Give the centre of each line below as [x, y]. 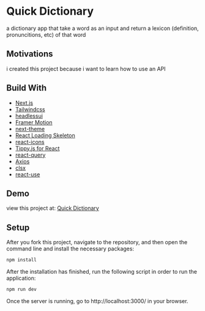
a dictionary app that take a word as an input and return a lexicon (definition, [102, 28]
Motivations [30, 54]
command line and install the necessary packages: [70, 249]
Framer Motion [34, 122]
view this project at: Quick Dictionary [53, 208]
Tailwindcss [30, 109]
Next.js [24, 103]
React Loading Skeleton [45, 135]
